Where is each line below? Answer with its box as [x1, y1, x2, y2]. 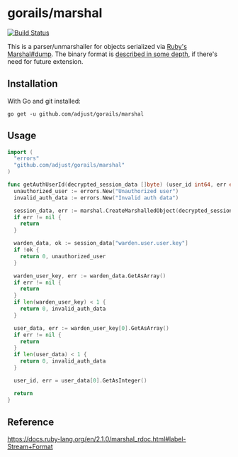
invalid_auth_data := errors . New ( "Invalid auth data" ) [13, 194, 179, 202]
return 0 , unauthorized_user [20, 253, 106, 260]
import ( [7, 148, 33, 155]
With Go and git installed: [7, 97, 81, 105]
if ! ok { [13, 246, 40, 253]
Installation [7, 78, 58, 90]
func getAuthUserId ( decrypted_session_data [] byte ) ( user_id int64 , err [7, 181, 227, 189]
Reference [7, 416, 55, 428]
